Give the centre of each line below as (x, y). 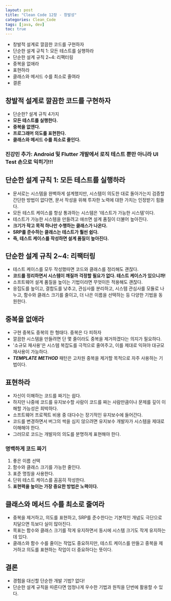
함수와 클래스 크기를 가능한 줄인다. (47, 467)
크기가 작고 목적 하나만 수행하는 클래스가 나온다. (60, 225)
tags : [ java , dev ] (25, 24)
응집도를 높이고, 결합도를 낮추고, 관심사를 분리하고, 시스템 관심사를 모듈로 (86, 288)
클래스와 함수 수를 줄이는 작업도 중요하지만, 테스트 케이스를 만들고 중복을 (85, 543)
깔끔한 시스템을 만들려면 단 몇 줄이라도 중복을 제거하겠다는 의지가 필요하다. (87, 339)
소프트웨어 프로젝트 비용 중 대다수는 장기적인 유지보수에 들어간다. (78, 415)
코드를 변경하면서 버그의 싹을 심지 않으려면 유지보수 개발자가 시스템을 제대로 (89, 421)
